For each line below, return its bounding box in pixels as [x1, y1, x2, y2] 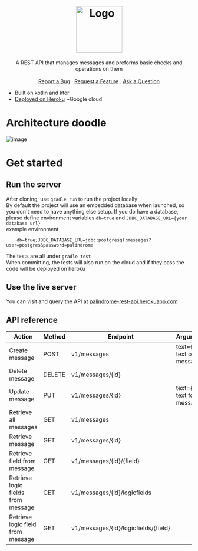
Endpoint [108, 332, 134, 340]
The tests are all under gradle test [6, 252, 91, 260]
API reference [6, 315, 58, 325]
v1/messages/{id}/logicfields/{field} [71, 524, 171, 532]
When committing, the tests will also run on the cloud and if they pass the [6, 258, 184, 265]
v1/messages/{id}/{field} [71, 457, 140, 465]
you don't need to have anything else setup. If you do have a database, [6, 208, 179, 215]
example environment [6, 225, 59, 232]
